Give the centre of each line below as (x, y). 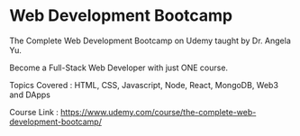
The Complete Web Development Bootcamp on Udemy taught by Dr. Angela (150, 41)
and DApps (30, 95)
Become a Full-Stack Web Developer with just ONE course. (118, 68)
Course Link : (34, 112)
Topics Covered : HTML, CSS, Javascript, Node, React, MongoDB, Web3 (144, 85)
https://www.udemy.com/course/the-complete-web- (158, 112)
